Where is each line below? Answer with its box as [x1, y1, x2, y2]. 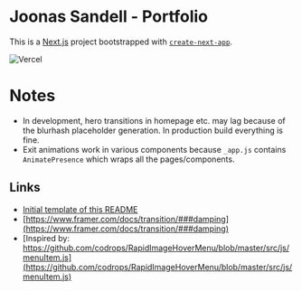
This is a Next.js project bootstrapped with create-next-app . [9, 36, 233, 47]
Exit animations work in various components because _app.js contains [22, 144, 287, 155]
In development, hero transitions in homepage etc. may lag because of [22, 115, 287, 126]
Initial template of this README [22, 203, 138, 214]
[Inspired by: [22, 232, 71, 243]
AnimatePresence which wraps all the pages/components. [22, 154, 235, 164]
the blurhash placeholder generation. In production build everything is [22, 125, 283, 136]
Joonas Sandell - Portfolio [9, 6, 209, 27]
